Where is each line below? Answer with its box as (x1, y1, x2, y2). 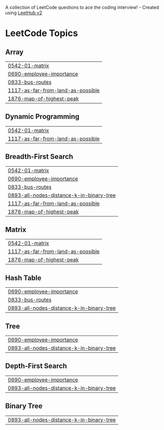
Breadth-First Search (5, 152, 73, 161)
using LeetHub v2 (5, 10, 43, 16)
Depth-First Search (5, 362, 67, 371)
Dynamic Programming (5, 112, 79, 121)
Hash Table (5, 273, 42, 282)
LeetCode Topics (5, 27, 78, 39)
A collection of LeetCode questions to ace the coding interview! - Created (5, 5, 159, 10)
